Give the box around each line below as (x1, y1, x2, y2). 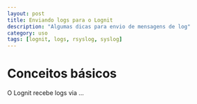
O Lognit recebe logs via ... (7, 89, 85, 97)
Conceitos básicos (7, 66, 117, 82)
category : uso (7, 29, 49, 37)
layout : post (7, 10, 45, 17)
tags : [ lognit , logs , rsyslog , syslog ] (7, 36, 123, 43)
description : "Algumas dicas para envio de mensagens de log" (7, 23, 191, 30)
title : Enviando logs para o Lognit (7, 17, 113, 24)
